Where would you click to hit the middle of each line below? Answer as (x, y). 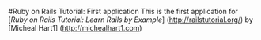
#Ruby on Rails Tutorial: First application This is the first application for (123, 11)
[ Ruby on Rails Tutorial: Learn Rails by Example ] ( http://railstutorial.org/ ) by (130, 20)
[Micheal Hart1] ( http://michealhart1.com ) (75, 28)
